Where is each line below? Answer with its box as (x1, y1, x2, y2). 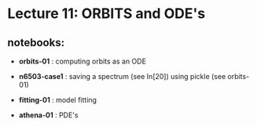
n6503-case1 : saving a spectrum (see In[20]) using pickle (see (18, 72, 226, 81)
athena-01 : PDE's (18, 110, 79, 120)
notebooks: (7, 36, 64, 49)
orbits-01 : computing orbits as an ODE (18, 56, 147, 66)
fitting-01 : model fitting (18, 95, 97, 104)
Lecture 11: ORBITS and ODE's (7, 5, 206, 23)
